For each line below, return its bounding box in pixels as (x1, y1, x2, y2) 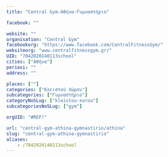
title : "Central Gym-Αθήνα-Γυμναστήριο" (6, 8, 110, 15)
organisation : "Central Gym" (6, 36, 80, 42)
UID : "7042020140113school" (6, 53, 77, 59)
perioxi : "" (6, 64, 36, 70)
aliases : (6, 136, 28, 143)
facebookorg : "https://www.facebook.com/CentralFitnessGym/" (6, 42, 164, 48)
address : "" (6, 70, 36, 76)
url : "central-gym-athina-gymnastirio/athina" (6, 125, 126, 131)
